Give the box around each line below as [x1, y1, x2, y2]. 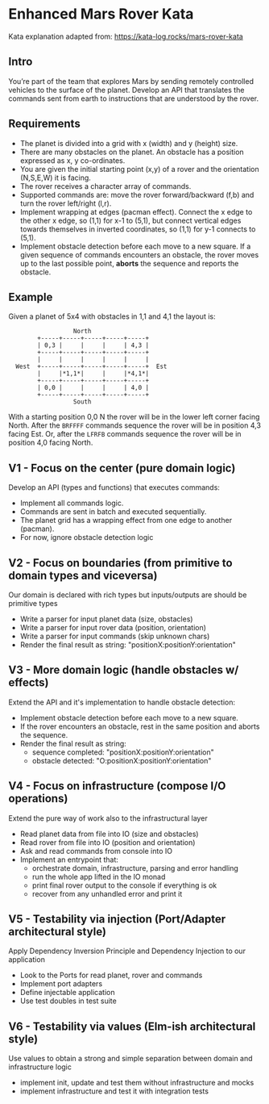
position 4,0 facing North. [8, 437, 93, 448]
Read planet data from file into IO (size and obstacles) [19, 829, 199, 838]
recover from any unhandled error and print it [31, 889, 183, 898]
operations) [8, 792, 68, 805]
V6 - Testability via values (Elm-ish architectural [8, 1019, 256, 1033]
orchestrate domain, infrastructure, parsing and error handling [31, 863, 239, 872]
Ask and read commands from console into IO [19, 846, 173, 855]
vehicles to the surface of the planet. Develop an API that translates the [8, 85, 245, 94]
